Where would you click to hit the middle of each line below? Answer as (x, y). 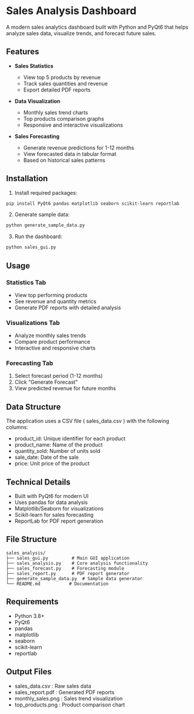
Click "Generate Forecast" (46, 382)
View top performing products (51, 295)
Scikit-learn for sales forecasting (54, 515)
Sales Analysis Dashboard (71, 11)
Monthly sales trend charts (56, 112)
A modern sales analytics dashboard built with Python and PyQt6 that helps (97, 27)
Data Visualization (37, 101)
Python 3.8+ (30, 616)
